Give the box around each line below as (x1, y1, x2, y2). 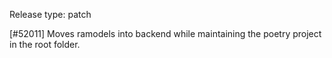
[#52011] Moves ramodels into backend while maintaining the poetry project (9, 28, 322, 39)
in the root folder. (9, 39, 81, 50)
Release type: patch (9, 9, 92, 20)
